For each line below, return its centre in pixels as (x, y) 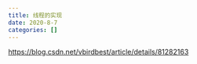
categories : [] (33, 30)
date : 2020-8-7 (33, 23)
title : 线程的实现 (35, 15)
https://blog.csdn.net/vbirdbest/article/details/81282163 (98, 52)
